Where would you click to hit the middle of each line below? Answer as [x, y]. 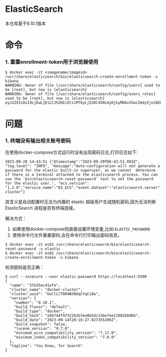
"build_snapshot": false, [41, 324]
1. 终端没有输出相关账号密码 [38, 140]
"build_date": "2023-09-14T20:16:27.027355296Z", [66, 320]
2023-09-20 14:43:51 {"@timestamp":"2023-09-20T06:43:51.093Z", [73, 162]
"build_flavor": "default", [43, 307]
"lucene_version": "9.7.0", [43, 328]
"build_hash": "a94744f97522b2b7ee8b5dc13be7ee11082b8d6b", [77, 315]
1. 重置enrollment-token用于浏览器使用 [52, 62]
